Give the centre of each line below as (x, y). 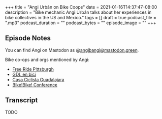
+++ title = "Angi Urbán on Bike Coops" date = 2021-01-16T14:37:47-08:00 (81, 7)
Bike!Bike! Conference (35, 85)
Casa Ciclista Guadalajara (38, 79)
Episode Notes (28, 38)
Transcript (21, 100)
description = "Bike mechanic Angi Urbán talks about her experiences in (78, 12)
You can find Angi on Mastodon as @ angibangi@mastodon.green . (72, 50)
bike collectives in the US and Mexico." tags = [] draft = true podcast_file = (81, 17)
